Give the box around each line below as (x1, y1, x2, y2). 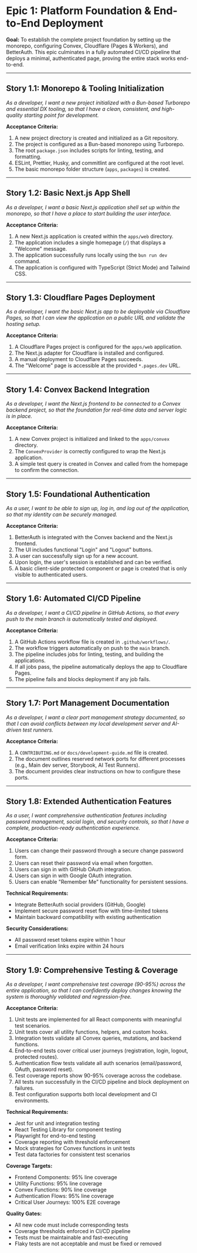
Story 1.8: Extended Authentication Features (6, 797, 172, 807)
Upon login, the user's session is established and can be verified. (14, 559, 173, 565)
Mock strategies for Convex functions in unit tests (14, 1145, 135, 1152)
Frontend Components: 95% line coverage (14, 1174, 117, 1181)
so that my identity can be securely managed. (6, 511, 118, 518)
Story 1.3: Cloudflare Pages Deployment (6, 292, 155, 302)
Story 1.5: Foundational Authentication (6, 489, 151, 499)
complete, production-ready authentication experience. (6, 824, 141, 831)
